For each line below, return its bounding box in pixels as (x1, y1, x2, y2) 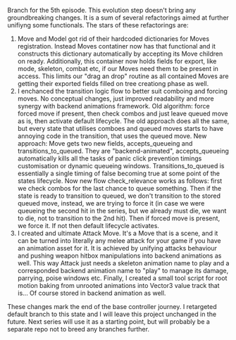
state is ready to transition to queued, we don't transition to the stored (17, 191, 221, 200)
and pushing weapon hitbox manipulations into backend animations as (17, 251, 222, 260)
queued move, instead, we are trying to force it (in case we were (17, 199, 205, 207)
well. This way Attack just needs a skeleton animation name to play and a (17, 259, 230, 267)
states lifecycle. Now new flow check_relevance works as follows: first (17, 177, 223, 185)
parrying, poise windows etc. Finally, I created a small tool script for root (17, 274, 228, 282)
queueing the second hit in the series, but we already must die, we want (17, 207, 227, 215)
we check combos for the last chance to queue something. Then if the (17, 184, 222, 192)
